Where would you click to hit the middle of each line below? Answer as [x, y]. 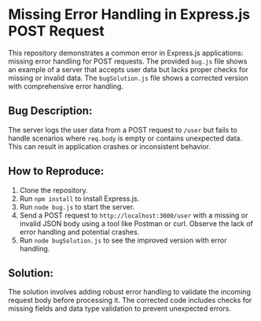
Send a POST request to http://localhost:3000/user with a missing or [134, 215]
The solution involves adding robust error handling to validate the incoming [130, 292]
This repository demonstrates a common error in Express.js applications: [126, 53]
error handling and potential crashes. [79, 232]
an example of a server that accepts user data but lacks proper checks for [129, 69]
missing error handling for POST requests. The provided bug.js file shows [128, 61]
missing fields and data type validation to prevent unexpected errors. [120, 308]
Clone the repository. [53, 190]
